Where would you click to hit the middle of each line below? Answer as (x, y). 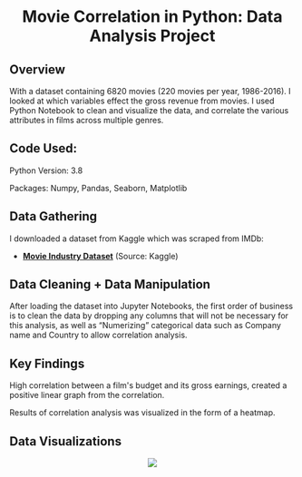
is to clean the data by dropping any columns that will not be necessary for (149, 316)
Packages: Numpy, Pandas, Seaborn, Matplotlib (98, 188)
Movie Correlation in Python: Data (152, 17)
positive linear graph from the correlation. (87, 395)
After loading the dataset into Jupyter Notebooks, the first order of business (151, 307)
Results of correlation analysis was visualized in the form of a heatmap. (142, 413)
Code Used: (44, 148)
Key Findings (47, 363)
